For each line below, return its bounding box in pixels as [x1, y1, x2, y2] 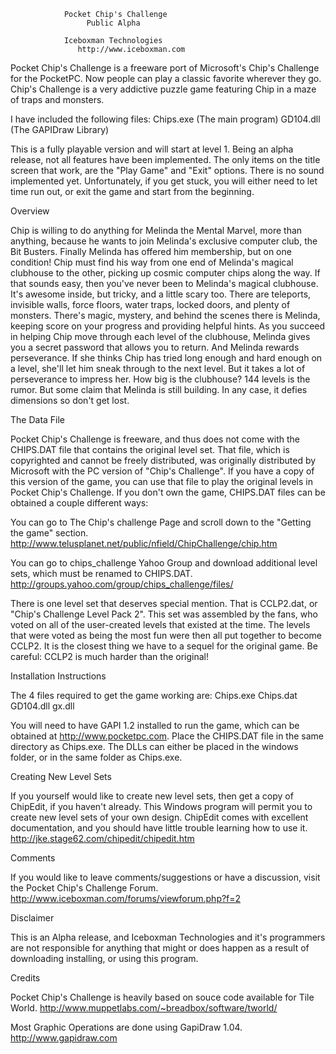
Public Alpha [86, 18, 141, 28]
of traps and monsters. [10, 94, 105, 105]
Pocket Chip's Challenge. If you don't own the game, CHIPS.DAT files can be [10, 486, 326, 498]
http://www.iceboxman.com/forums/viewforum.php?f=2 [10, 893, 242, 904]
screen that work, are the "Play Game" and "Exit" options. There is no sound [10, 165, 325, 176]
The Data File [10, 414, 66, 425]
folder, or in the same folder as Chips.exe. [10, 751, 183, 763]
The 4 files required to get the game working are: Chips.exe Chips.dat [10, 690, 298, 701]
